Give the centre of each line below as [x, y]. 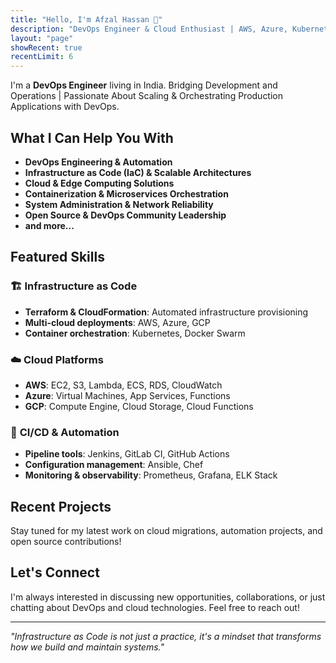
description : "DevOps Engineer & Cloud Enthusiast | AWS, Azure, [149, 29]
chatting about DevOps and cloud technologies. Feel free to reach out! [155, 607]
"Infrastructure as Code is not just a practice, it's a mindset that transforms [166, 636]
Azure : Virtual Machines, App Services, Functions [127, 395]
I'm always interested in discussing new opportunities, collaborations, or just [168, 597]
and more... [49, 225]
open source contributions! [66, 542]
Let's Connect [55, 572]
